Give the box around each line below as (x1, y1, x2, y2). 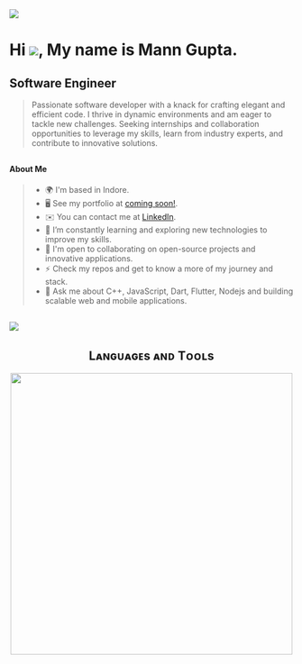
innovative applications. (44, 253, 133, 264)
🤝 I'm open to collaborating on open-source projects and (44, 243, 256, 254)
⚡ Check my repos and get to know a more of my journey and (44, 263, 273, 274)
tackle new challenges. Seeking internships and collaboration (31, 119, 260, 129)
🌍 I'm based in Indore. (44, 185, 130, 195)
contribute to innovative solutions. (31, 138, 158, 148)
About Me (9, 164, 48, 175)
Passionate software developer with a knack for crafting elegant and (31, 99, 286, 110)
